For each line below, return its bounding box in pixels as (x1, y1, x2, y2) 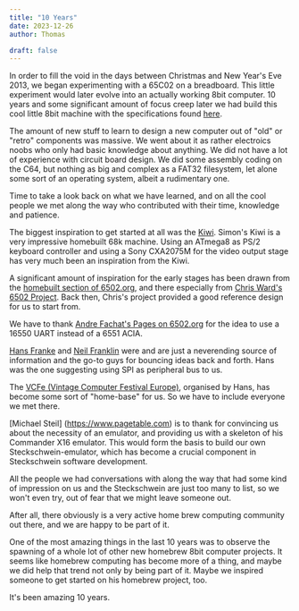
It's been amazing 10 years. (9, 592, 110, 603)
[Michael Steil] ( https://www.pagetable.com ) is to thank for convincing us (9, 418, 279, 429)
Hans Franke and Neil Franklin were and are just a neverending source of (9, 345, 278, 356)
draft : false (9, 46, 58, 55)
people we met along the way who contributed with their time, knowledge (9, 200, 279, 211)
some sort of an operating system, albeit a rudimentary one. (9, 174, 230, 184)
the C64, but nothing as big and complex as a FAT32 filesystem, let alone (9, 164, 278, 174)
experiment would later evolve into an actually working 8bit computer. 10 (9, 89, 276, 100)
